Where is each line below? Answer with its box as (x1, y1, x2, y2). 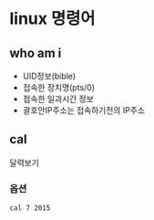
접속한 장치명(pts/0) (22, 82, 96, 92)
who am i (9, 45, 62, 60)
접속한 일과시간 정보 (22, 93, 94, 104)
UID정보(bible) (22, 70, 77, 81)
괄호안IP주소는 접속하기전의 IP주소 (22, 105, 146, 115)
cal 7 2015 (9, 204, 51, 213)
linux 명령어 (9, 8, 96, 29)
